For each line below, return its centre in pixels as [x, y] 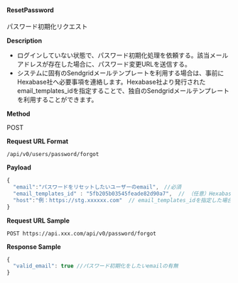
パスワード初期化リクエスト [47, 27]
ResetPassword [30, 10]
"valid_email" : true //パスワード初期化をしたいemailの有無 [96, 266]
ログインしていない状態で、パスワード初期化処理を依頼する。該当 [113, 55]
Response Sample [34, 246]
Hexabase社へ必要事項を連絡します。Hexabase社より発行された [111, 82]
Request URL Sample [38, 221]
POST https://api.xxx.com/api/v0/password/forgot [82, 233]
